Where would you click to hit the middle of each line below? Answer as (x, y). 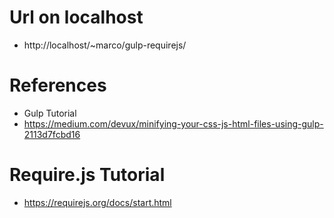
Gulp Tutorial (50, 113)
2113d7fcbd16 (52, 134)
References (58, 85)
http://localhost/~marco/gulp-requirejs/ (105, 45)
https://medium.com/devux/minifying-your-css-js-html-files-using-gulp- (173, 123)
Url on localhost (76, 17)
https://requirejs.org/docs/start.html (97, 202)
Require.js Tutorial (87, 175)
